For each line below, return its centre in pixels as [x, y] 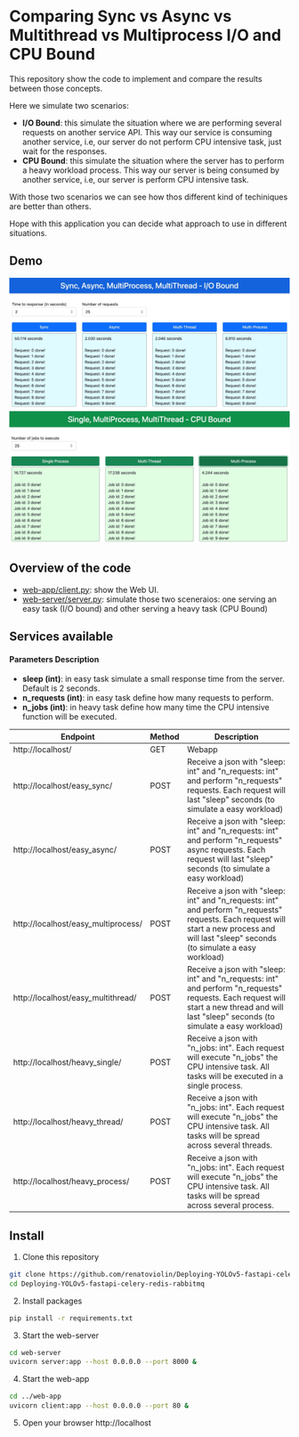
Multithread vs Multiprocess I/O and [145, 35]
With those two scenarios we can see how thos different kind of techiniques [149, 197]
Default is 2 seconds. [61, 688]
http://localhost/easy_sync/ [63, 785]
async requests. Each [226, 850]
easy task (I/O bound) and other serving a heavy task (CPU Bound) [145, 608]
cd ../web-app [36, 1396]
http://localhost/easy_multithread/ [75, 997]
